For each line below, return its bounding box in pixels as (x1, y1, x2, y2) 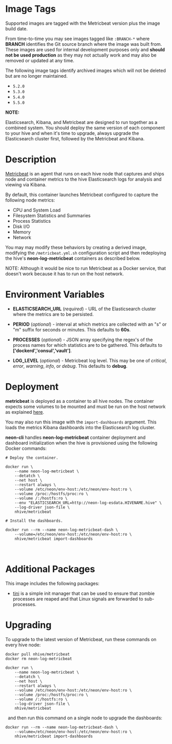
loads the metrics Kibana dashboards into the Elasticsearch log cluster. (5, 424, 156, 430)
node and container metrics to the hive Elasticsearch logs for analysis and (5, 176, 162, 182)
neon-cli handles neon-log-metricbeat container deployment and (5, 434, 146, 440)
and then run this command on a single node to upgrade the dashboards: (7, 715, 163, 721)
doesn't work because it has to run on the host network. (5, 271, 124, 277)
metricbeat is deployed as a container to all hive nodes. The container (5, 398, 154, 404)
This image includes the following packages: (5, 580, 100, 587)
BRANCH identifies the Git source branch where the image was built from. (5, 41, 162, 47)
